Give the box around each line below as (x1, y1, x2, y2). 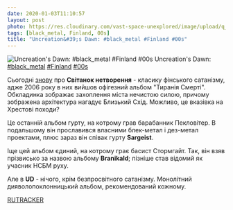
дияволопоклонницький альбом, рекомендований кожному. (7, 182, 187, 191)
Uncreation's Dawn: (154, 55, 212, 63)
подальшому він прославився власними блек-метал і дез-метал (7, 126, 199, 134)
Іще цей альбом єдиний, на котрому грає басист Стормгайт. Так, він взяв (7, 147, 225, 155)
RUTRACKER (7, 195, 44, 204)
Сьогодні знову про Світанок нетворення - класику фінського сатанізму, (7, 76, 225, 84)
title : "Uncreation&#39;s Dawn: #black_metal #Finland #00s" (7, 36, 188, 43)
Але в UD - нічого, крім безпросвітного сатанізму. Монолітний (7, 175, 192, 184)
